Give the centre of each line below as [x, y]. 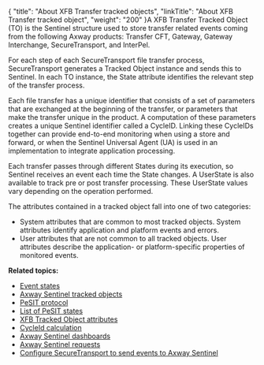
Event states [40, 286]
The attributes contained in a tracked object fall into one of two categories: [130, 207]
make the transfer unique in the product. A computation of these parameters [132, 117]
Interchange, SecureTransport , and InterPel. [79, 45]
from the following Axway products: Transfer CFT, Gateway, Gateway [121, 36]
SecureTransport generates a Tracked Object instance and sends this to [125, 69]
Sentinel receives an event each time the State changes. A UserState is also [131, 174]
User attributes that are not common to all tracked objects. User [123, 238]
